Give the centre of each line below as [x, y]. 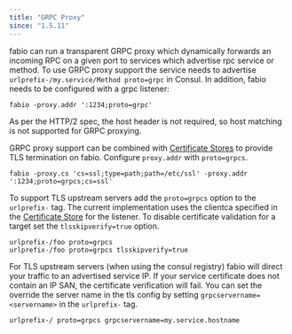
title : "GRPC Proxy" [47, 17]
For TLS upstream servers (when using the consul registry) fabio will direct [146, 266]
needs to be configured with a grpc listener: [90, 89]
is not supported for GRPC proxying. [75, 130]
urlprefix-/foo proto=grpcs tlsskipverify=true [99, 250]
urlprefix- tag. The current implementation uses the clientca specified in [143, 207]
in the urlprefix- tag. [99, 304]
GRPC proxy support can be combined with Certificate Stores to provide [141, 148]
